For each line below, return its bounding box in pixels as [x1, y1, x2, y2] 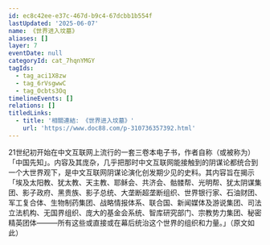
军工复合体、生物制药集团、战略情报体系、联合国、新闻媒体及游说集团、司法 [8, 197, 262, 207]
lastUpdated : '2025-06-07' [8, 19, 99, 27]
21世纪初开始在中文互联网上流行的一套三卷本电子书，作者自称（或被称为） [8, 147, 256, 157]
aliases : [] [8, 34, 48, 43]
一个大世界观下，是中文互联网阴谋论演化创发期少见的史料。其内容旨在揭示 [8, 167, 255, 177]
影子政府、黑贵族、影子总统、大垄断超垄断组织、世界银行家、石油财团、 [22, 187, 262, 197]
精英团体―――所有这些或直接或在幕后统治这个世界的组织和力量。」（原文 [8, 218, 247, 227]
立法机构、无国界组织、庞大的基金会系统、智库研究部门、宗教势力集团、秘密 [8, 207, 262, 218]
